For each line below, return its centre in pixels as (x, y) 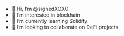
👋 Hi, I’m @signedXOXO (40, 9)
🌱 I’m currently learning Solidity (49, 21)
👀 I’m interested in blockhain (46, 15)
